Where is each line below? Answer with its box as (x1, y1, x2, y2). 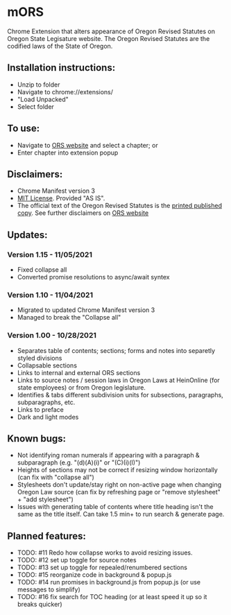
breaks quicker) (17, 600, 62, 609)
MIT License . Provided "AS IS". (17, 194, 105, 202)
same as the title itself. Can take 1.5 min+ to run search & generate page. (17, 510, 225, 519)
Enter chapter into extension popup (17, 148, 119, 157)
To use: (7, 123, 40, 135)
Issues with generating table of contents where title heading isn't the (17, 503, 214, 511)
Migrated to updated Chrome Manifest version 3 (17, 306, 155, 314)
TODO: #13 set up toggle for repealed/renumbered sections (17, 563, 187, 572)
